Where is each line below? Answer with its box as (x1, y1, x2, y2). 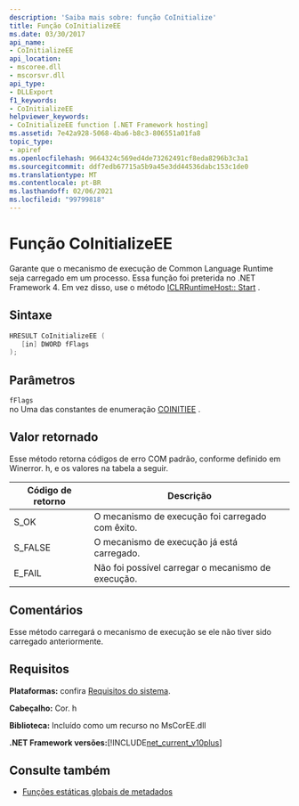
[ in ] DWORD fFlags (20, 339, 90, 348)
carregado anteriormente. (9, 636, 104, 647)
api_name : (9, 37, 46, 47)
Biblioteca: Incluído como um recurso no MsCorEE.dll (9, 720, 206, 730)
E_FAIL (13, 566, 42, 579)
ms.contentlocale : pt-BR (9, 179, 101, 188)
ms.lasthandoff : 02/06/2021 (9, 187, 114, 196)
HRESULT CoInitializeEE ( (9, 331, 105, 340)
